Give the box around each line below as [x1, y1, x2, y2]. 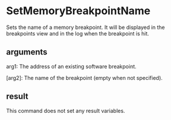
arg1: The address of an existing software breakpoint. [6, 63, 137, 70]
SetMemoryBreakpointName [6, 4, 151, 18]
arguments [6, 47, 47, 57]
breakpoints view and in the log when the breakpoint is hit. [6, 30, 150, 37]
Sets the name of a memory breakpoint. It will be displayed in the [6, 24, 165, 31]
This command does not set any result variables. [6, 107, 125, 114]
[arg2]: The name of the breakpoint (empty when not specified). [6, 74, 163, 81]
